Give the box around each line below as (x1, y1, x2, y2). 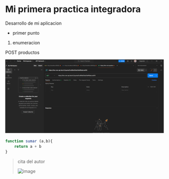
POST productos (5, 49, 40, 55)
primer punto (12, 30, 40, 36)
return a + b (14, 144, 42, 149)
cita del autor (17, 158, 45, 164)
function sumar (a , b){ (5, 139, 53, 144)
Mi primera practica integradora (5, 4, 141, 15)
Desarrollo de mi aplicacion (5, 20, 62, 26)
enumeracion (12, 39, 40, 46)
